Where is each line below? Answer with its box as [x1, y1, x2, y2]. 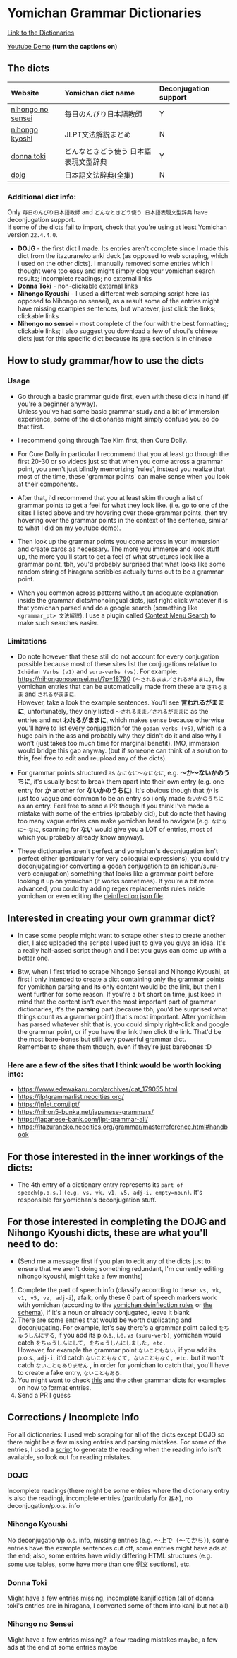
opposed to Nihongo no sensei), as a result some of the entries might [17, 297, 219, 306]
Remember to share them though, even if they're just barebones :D [17, 1042, 212, 1051]
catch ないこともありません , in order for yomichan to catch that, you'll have [17, 1360, 229, 1369]
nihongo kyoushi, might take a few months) [17, 1272, 143, 1280]
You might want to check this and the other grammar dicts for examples [17, 1376, 226, 1384]
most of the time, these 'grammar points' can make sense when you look [17, 472, 229, 480]
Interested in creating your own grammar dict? [7, 912, 216, 924]
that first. [17, 422, 44, 431]
